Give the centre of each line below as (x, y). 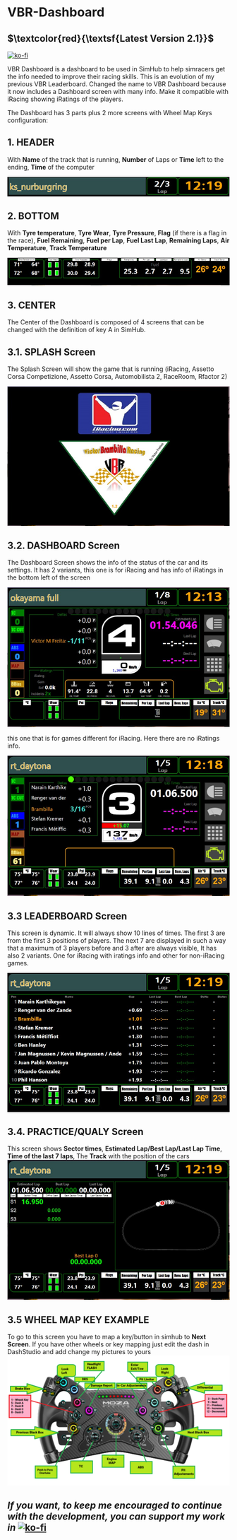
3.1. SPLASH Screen (51, 352)
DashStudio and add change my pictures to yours (79, 1352)
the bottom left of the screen (49, 577)
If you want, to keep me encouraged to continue (115, 1505)
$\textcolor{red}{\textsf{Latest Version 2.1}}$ (110, 39)
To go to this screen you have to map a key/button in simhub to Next (107, 1337)
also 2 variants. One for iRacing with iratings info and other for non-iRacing (116, 956)
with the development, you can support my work (116, 1516)
